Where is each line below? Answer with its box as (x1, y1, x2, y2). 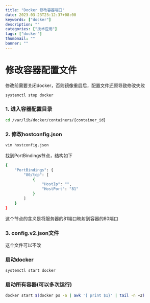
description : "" (5, 21, 40, 27)
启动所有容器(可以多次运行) (5, 281, 72, 288)
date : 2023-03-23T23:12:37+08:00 (5, 12, 77, 17)
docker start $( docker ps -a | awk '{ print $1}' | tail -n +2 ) (5, 293, 145, 298)
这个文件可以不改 (5, 242, 41, 248)
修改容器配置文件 (5, 64, 78, 76)
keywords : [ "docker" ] (5, 17, 52, 22)
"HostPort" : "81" (41, 186, 79, 192)
